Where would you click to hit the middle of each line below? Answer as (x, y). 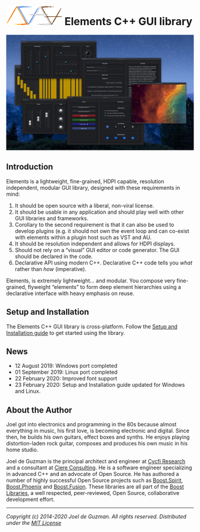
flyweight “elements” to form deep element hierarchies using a (104, 287)
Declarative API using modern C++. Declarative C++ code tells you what (103, 263)
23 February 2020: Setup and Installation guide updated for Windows (100, 385)
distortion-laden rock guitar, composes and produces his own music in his (97, 444)
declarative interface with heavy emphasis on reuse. (70, 293)
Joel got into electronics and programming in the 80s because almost (91, 425)
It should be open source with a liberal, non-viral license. (85, 205)
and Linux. (27, 391)
